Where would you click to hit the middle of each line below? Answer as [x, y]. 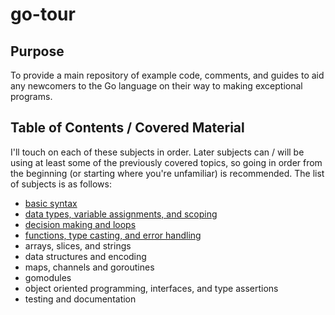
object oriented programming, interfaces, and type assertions [151, 288]
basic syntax [51, 203]
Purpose [37, 51]
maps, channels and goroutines [89, 267]
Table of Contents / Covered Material [127, 128]
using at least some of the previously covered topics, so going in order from [166, 162]
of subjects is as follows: [61, 184]
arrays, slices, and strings [78, 245]
